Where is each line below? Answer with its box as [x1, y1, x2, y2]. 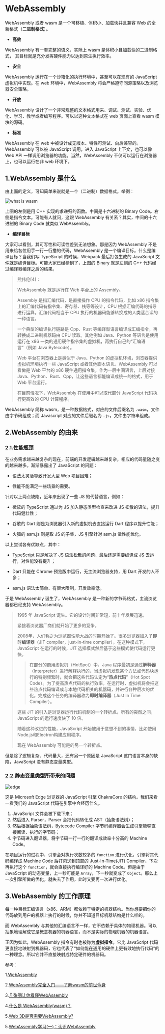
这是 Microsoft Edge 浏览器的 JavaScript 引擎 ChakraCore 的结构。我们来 [5, 794, 154, 800]
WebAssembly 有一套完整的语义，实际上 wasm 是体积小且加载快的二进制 [5, 47, 153, 53]
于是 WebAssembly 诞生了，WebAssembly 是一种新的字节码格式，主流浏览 [5, 596, 157, 601]
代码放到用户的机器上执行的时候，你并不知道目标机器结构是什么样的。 [5, 912, 147, 918]
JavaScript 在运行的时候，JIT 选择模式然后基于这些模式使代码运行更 [17, 645, 156, 651]
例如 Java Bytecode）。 [27, 344, 75, 350]
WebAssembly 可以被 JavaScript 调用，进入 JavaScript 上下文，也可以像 [5, 146, 152, 152]
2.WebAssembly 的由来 [5, 428, 78, 437]
